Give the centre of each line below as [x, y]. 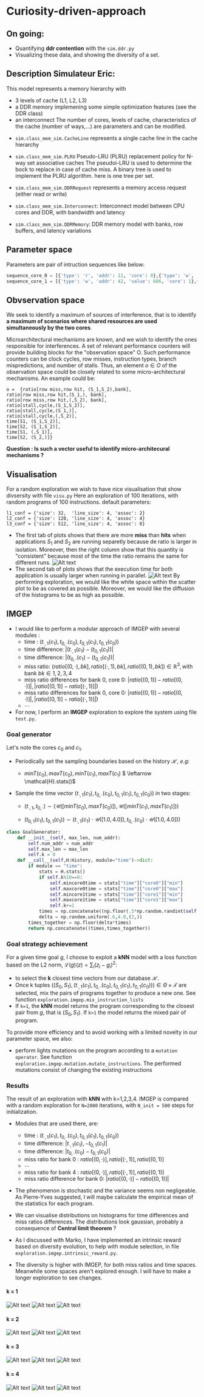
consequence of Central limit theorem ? [66, 1228]
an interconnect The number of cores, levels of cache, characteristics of [106, 119]
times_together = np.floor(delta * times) [80, 923]
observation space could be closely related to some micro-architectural [96, 372]
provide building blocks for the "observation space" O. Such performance [98, 353]
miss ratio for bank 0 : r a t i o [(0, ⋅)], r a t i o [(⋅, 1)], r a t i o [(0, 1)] [94, 1159]
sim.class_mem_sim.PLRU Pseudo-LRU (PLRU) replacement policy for [100, 156]
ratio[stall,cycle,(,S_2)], [42, 416]
